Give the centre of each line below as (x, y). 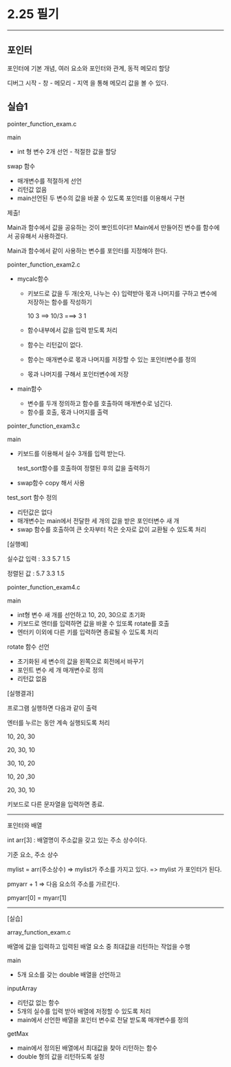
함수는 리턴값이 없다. (55, 344)
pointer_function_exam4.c (44, 587)
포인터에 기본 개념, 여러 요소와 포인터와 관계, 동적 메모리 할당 (89, 68)
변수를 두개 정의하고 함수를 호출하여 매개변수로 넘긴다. (100, 403)
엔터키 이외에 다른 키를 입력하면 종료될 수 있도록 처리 (88, 632)
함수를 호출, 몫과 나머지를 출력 (68, 412)
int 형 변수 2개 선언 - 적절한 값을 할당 (67, 151)
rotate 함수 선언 (28, 647)
